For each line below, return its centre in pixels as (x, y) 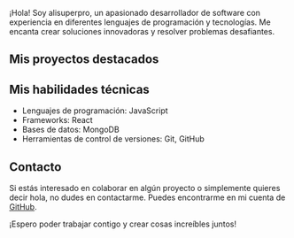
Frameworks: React (57, 120)
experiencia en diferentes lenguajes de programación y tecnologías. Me (140, 22)
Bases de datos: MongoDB (70, 130)
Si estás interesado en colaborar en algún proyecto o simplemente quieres (145, 188)
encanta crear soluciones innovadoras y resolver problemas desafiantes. (142, 31)
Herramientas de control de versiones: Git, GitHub (113, 139)
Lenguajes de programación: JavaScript (95, 111)
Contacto (35, 167)
